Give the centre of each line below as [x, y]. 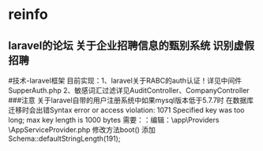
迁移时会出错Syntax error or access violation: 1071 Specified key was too [126, 110]
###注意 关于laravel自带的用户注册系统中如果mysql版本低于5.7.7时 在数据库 [131, 100]
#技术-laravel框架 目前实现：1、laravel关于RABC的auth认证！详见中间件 [125, 81]
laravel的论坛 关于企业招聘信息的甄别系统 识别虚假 [131, 45]
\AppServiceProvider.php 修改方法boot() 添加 [82, 130]
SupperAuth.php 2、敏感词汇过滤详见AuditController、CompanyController [129, 90]
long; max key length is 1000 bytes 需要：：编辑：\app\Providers [114, 120]
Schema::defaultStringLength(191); [64, 138]
